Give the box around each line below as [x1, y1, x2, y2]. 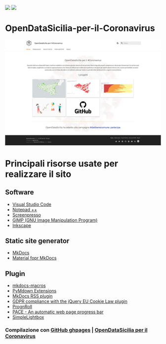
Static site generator [5, 236, 70, 245]
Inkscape [12, 222, 31, 228]
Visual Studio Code [12, 201, 52, 207]
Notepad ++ [12, 206, 37, 213]
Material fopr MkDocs [12, 255, 57, 261]
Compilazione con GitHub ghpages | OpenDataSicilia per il [5, 327, 148, 334]
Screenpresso [12, 212, 41, 218]
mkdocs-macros [12, 283, 46, 288]
